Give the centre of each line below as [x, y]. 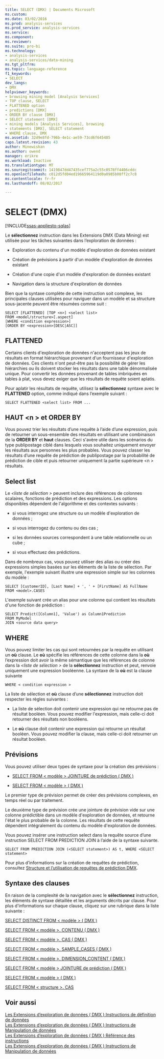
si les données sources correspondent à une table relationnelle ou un [82, 538]
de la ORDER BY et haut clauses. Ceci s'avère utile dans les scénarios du [79, 440]
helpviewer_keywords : [27, 92]
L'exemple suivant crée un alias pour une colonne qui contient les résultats [80, 600]
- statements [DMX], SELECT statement [45, 128]
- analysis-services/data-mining [39, 60]
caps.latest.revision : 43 [31, 142]
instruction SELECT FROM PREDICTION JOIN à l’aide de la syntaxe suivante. [82, 840]
